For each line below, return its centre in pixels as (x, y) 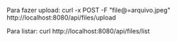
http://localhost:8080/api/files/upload (61, 17)
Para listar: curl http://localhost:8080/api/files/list (78, 31)
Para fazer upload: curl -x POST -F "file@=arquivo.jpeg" (88, 10)
